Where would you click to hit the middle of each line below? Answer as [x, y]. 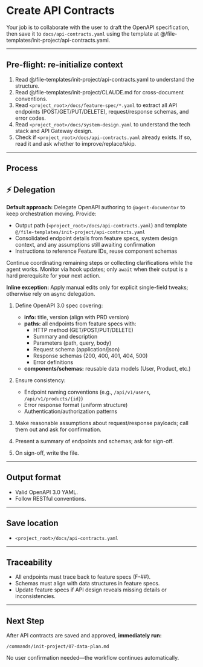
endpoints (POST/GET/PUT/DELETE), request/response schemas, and [102, 111]
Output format [34, 477]
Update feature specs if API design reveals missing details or [91, 590]
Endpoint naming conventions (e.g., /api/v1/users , [87, 392]
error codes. [31, 118]
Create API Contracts [60, 11]
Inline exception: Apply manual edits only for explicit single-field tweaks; [97, 287]
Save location [32, 523]
